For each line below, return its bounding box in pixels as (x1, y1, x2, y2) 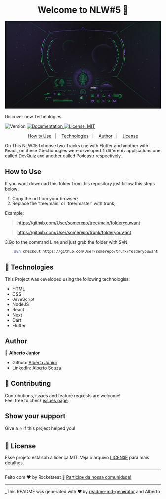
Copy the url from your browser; (12, 196, 78, 201)
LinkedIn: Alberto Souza (12, 365, 61, 371)
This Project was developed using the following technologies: (5, 276, 130, 282)
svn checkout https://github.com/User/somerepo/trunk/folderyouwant (14, 249, 158, 254)
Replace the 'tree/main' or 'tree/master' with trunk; (12, 200, 116, 207)
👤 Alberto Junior (5, 350, 40, 356)
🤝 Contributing (5, 379, 51, 388)
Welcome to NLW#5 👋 (37, 4, 128, 16)
